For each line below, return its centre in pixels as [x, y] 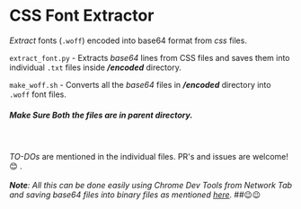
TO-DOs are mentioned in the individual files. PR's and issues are [130, 156]
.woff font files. [38, 94]
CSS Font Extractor [82, 16]
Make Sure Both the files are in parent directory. [101, 115]
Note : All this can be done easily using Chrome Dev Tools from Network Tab [151, 185]
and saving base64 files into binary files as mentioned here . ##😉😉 [135, 195]
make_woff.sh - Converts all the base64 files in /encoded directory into [140, 84]
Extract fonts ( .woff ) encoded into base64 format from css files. [128, 40]
